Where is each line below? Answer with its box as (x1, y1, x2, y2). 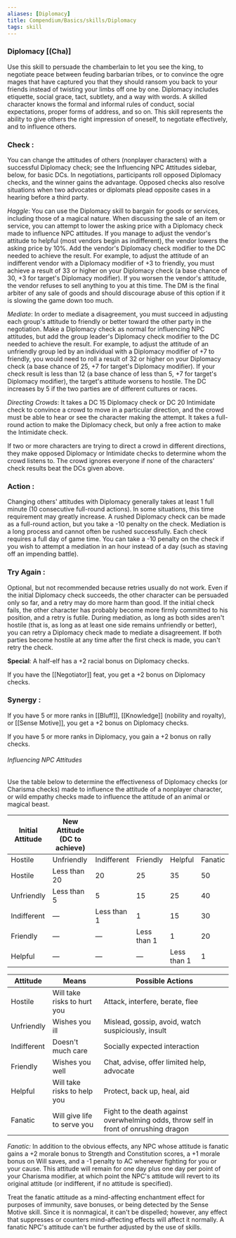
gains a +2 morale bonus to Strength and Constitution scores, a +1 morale (7, 1149, 221, 1158)
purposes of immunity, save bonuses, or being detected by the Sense (7, 1201, 209, 1209)
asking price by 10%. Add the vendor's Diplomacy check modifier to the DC (7, 244, 226, 252)
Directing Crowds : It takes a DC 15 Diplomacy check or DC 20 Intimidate (7, 398, 216, 406)
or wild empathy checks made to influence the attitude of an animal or (7, 793, 210, 801)
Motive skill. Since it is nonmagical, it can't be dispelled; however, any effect (7, 1208, 228, 1216)
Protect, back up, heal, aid (103, 1086, 190, 1096)
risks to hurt (52, 997, 93, 1007)
